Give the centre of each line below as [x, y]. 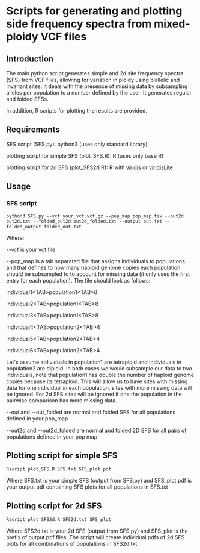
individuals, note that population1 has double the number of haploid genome [100, 375]
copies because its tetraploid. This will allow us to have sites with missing [97, 381]
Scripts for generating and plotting [94, 11]
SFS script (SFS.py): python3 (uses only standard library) [77, 144]
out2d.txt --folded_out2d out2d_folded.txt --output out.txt [84, 221]
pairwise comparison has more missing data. [62, 400]
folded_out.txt [63, 227]
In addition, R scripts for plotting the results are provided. [77, 111]
